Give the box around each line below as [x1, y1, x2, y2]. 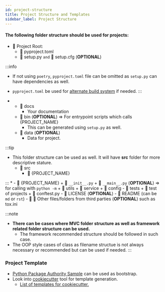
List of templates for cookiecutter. [19, 281, 89, 287]
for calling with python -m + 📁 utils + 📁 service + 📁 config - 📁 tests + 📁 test [5, 185, 157, 191]
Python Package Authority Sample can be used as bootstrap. [12, 271, 138, 277]
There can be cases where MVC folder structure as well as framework [12, 220, 160, 226]
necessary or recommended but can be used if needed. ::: [12, 247, 132, 253]
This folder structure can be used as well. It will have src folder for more [12, 154, 161, 160]
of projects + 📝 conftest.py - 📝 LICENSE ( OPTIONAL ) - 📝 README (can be [5, 190, 157, 196]
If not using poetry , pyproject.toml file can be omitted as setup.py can [12, 73, 158, 79]
